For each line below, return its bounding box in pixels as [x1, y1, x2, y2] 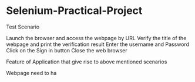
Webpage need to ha [6, 69, 57, 76]
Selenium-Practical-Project [6, 4, 143, 17]
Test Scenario [6, 23, 40, 30]
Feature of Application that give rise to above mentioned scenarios [6, 58, 167, 65]
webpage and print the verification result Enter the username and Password [6, 41, 190, 48]
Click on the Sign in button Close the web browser [6, 47, 127, 54]
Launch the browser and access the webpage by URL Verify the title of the [6, 34, 187, 41]
